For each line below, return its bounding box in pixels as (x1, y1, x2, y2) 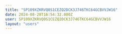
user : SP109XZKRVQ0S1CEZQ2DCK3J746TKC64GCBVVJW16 (5, 16, 111, 21)
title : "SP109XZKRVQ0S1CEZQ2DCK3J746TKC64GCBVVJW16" (5, 7, 118, 12)
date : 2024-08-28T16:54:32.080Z (5, 12, 73, 17)
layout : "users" (5, 21, 39, 26)
